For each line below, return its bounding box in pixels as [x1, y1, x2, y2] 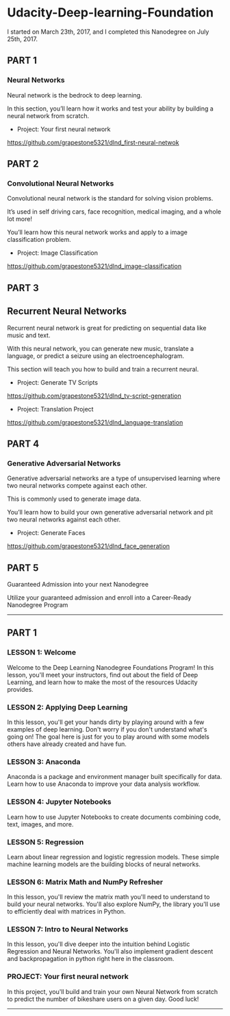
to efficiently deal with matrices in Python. [7, 907, 126, 916]
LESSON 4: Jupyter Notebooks [7, 797, 112, 806]
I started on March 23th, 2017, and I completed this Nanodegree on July [7, 27, 209, 36]
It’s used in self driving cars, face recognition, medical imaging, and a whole [7, 207, 222, 216]
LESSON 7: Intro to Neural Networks [7, 925, 129, 934]
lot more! [7, 215, 33, 223]
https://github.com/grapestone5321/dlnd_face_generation [7, 542, 170, 550]
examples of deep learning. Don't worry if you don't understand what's [7, 725, 207, 733]
